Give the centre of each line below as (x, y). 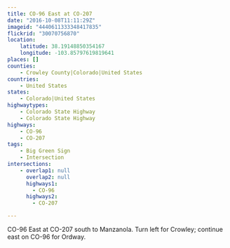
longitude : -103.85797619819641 (67, 53)
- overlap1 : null (45, 170)
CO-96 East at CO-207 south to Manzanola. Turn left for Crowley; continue (115, 229)
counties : (22, 66)
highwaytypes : (28, 105)
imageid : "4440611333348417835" (54, 27)
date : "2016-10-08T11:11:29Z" (52, 20)
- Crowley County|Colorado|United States (81, 72)
